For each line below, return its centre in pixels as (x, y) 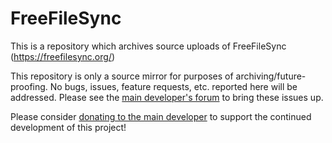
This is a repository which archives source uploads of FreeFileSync (148, 46)
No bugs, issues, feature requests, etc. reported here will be (173, 86)
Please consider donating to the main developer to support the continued (161, 116)
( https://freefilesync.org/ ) (63, 56)
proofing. (29, 86)
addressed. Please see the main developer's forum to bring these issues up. (167, 97)
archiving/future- (271, 76)
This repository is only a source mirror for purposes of (122, 76)
